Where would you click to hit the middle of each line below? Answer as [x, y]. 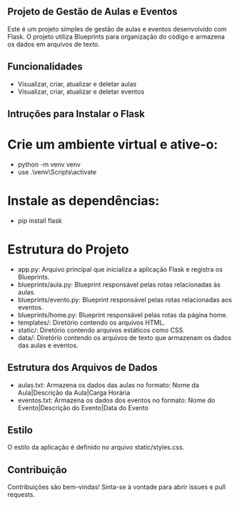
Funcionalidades [45, 67]
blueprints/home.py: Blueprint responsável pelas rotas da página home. [123, 314]
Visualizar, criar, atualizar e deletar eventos [81, 91]
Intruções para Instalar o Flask [76, 114]
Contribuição [37, 470]
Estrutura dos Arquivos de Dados [83, 368]
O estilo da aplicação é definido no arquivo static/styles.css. [96, 447]
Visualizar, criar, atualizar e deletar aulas [77, 84]
